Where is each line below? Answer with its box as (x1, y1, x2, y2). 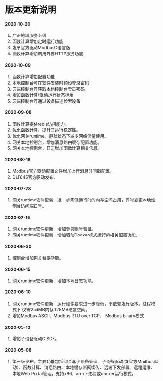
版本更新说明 (5, 4, 57, 16)
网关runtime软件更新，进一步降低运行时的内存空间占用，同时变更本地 (12, 197, 152, 203)
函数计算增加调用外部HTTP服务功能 (12, 51, 84, 56)
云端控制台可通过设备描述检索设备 (12, 98, 81, 104)
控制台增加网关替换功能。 (12, 255, 64, 261)
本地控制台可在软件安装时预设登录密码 (12, 80, 89, 86)
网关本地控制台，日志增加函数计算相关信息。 (12, 145, 102, 151)
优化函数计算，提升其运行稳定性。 (12, 127, 81, 133)
